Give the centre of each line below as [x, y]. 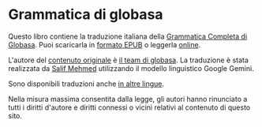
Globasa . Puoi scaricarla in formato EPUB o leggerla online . [105, 44]
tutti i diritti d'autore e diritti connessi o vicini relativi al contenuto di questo [129, 107]
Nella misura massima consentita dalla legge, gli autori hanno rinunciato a [128, 99]
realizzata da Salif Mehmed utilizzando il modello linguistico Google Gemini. [131, 68]
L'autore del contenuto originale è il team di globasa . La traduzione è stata [128, 60]
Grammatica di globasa [86, 15]
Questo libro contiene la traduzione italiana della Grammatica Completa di [128, 36]
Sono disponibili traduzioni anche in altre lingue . [86, 84]
